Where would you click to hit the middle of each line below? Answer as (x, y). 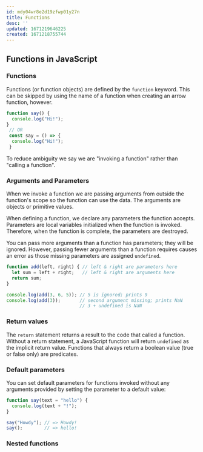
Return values (27, 321)
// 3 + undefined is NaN (111, 306)
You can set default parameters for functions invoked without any (88, 382)
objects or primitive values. (40, 207)
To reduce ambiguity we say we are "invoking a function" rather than (92, 159)
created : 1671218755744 (36, 34)
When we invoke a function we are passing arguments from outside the (95, 194)
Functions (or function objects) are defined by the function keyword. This (98, 89)
